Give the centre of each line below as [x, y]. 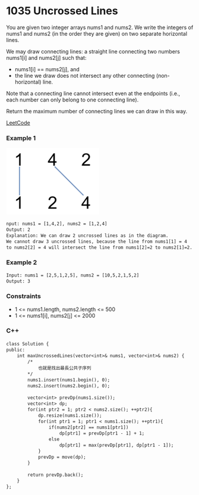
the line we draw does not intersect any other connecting [85, 75]
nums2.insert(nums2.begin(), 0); [69, 386]
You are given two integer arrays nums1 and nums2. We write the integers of [100, 27]
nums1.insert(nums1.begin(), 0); [69, 380]
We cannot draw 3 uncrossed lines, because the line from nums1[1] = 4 [97, 242]
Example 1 [21, 138]
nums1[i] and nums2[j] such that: [46, 58]
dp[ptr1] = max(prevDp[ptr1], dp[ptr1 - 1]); [116, 445]
